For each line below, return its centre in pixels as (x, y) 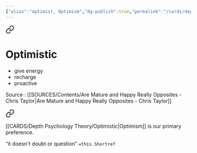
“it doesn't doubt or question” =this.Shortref (61, 144)
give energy (29, 70)
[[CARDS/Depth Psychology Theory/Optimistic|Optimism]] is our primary (94, 126)
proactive (26, 83)
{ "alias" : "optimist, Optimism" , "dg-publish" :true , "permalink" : (85, 11)
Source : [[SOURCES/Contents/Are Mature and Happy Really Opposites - (94, 94)
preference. (20, 132)
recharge (25, 77)
